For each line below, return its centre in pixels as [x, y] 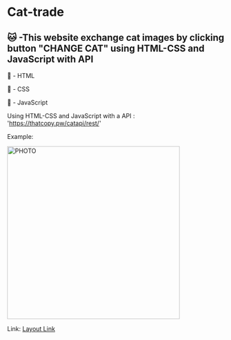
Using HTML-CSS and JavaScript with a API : [71, 116]
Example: [20, 136]
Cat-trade [36, 12]
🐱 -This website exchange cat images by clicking [116, 38]
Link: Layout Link [31, 329]
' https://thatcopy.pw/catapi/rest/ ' [54, 123]
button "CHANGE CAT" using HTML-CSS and [106, 48]
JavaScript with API [50, 59]
